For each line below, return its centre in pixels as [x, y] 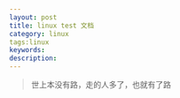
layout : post [33, 17]
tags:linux [29, 42]
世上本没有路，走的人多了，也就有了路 [101, 84]
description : [33, 58]
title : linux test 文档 [52, 26]
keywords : [27, 50]
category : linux [39, 34]
